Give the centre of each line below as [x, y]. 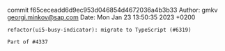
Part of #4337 [28, 42]
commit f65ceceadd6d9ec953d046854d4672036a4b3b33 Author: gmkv [113, 10]
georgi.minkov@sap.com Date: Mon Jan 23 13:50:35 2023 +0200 [101, 17]
